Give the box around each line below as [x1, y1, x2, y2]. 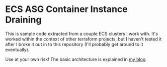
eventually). [5, 46, 30, 52]
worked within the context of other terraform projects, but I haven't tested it [5, 36, 162, 42]
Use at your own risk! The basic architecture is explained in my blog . [5, 56, 147, 62]
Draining [5, 14, 42, 25]
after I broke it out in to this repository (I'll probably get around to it [5, 41, 143, 47]
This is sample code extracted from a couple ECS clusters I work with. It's [5, 30, 158, 36]
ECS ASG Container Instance [5, 3, 128, 15]
